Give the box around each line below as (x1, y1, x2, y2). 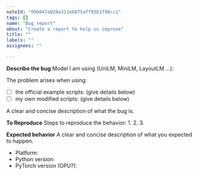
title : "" (6, 32, 32, 38)
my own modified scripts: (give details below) (15, 95, 130, 102)
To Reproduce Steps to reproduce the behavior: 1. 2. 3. (6, 119, 144, 126)
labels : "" (6, 37, 34, 43)
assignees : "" (6, 43, 43, 49)
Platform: (15, 149, 38, 156)
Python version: (15, 156, 55, 163)
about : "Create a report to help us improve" (6, 26, 124, 32)
